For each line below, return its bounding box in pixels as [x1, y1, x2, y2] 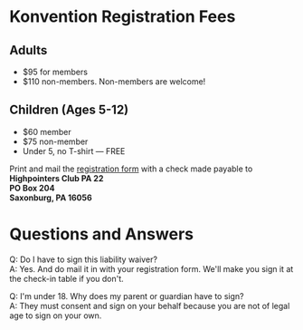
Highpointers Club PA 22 [9, 172, 104, 183]
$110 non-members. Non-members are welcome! [22, 76, 206, 87]
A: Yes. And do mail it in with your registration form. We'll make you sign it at [9, 263, 294, 274]
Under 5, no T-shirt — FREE [22, 145, 126, 156]
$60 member [22, 126, 71, 137]
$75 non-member [22, 136, 89, 147]
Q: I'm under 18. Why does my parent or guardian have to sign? [9, 290, 244, 301]
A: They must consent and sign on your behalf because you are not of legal [9, 300, 290, 311]
